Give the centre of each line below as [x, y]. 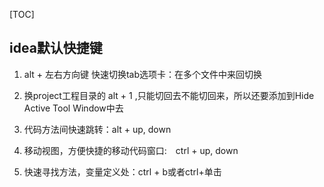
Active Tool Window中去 [73, 108]
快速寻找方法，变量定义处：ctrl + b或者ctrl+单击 [122, 171]
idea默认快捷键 [56, 48]
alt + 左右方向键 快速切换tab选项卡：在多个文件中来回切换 [142, 74]
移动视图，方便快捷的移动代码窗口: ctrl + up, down [131, 150]
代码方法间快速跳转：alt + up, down [97, 129]
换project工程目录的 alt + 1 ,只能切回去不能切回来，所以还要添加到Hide [169, 95]
